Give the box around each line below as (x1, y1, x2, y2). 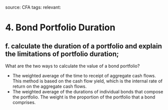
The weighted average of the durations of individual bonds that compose (12, 89, 163, 94)
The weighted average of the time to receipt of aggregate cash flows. (12, 73, 156, 78)
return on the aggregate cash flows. (12, 83, 87, 89)
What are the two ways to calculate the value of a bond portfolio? (5, 63, 140, 69)
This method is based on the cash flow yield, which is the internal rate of (12, 78, 163, 84)
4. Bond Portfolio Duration (5, 22, 115, 33)
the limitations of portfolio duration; (5, 50, 119, 58)
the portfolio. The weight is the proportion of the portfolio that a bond (12, 94, 155, 100)
